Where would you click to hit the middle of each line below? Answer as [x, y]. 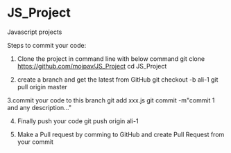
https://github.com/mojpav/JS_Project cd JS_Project [92, 66]
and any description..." [39, 107]
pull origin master [42, 87]
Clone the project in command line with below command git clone [111, 58]
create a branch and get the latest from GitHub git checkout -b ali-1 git [118, 79]
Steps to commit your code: [47, 45]
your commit [35, 142]
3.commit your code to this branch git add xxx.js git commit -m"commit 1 [111, 100]
